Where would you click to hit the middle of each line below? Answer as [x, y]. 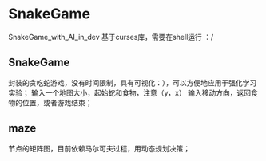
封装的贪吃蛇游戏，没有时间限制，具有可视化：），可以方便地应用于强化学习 [133, 82]
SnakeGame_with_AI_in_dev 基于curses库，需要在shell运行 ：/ [111, 37]
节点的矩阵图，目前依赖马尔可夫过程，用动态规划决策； [99, 148]
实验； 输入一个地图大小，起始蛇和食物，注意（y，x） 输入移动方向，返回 [130, 92]
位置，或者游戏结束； [57, 102]
